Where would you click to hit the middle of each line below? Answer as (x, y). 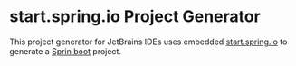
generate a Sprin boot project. (66, 51)
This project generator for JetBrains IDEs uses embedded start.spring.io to (148, 42)
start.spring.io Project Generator (135, 17)
